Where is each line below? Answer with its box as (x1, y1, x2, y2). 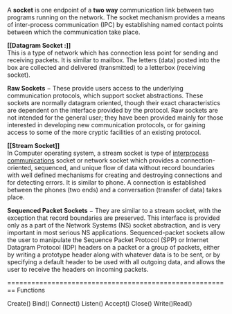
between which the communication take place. (7, 28, 141, 36)
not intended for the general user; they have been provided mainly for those (7, 113, 224, 122)
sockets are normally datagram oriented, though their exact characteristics (7, 99, 220, 107)
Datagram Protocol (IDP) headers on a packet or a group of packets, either (7, 243, 220, 251)
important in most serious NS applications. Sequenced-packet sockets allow (7, 228, 225, 237)
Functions (17, 286, 45, 294)
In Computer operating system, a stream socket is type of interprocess (7, 149, 209, 157)
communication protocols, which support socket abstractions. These (7, 91, 204, 100)
